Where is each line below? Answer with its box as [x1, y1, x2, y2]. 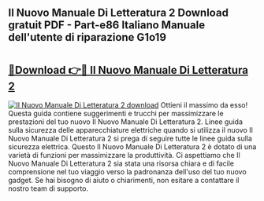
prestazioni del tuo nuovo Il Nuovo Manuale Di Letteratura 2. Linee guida [8, 117, 243, 126]
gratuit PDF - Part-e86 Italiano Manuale [8, 19, 206, 32]
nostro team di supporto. [8, 184, 89, 193]
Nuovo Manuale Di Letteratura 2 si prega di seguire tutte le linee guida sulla [8, 133, 252, 143]
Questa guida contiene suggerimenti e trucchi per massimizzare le [8, 109, 224, 118]
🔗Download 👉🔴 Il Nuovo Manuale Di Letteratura [8, 63, 248, 77]
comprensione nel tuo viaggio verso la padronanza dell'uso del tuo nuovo [8, 167, 247, 176]
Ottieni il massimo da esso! [160, 100, 248, 109]
